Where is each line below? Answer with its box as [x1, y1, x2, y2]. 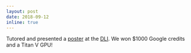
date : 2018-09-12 [6, 14, 49, 20]
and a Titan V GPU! [6, 41, 53, 48]
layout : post [6, 8, 39, 15]
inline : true [6, 19, 39, 25]
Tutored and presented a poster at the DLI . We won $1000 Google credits [6, 36, 185, 43]
